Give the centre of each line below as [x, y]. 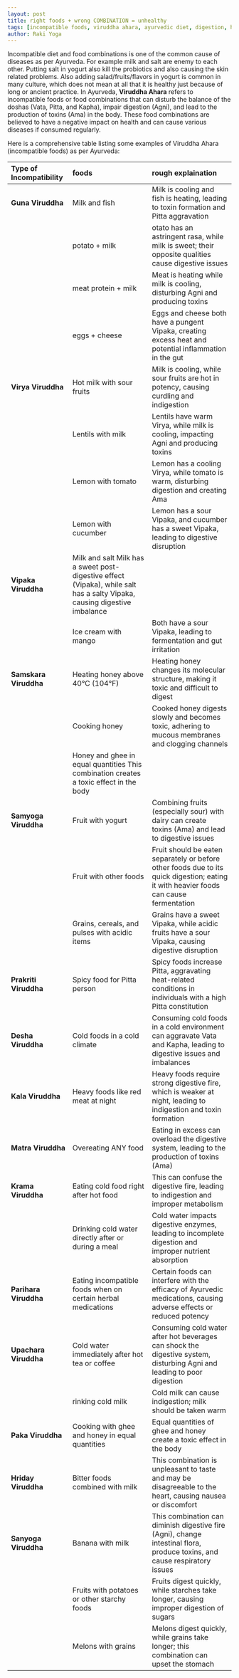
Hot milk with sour [102, 383]
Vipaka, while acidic [185, 924]
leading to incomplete [188, 1234]
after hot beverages [185, 1337]
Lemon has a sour [182, 511]
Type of [24, 169]
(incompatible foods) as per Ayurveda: [64, 151]
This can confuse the [187, 1178]
